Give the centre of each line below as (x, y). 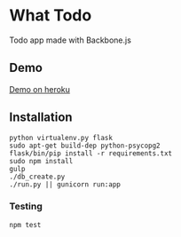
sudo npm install (41, 161)
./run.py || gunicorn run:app (65, 184)
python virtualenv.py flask (61, 138)
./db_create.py (37, 177)
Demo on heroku (40, 89)
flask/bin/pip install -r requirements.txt (91, 153)
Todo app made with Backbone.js (70, 40)
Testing (26, 207)
